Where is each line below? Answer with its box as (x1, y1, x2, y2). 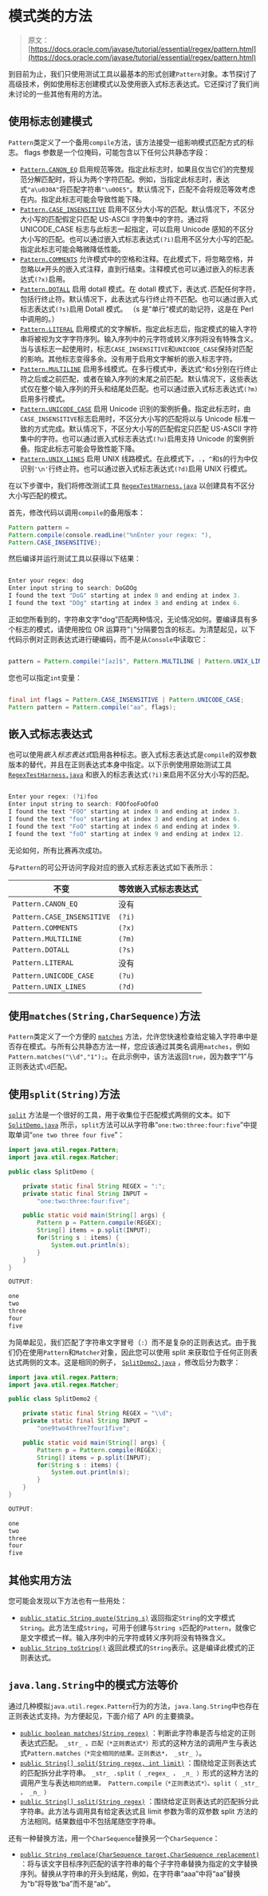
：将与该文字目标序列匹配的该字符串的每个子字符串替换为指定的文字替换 (19, 1858, 258, 1868)
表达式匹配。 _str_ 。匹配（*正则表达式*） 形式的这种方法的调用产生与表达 (19, 1738, 257, 1748)
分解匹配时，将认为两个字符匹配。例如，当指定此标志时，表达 (26, 174, 230, 184)
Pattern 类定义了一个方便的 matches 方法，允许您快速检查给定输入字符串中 (8, 1031, 251, 1042)
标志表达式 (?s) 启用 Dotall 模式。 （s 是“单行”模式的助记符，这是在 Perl (19, 304, 254, 314)
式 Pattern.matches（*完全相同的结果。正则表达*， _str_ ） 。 (19, 1748, 207, 1757)
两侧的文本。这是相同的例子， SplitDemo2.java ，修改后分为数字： (22, 1357, 241, 1367)
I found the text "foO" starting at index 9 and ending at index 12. (8, 829, 245, 838)
